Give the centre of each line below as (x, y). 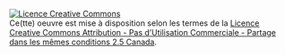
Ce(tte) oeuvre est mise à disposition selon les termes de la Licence (134, 23)
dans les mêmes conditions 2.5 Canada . (83, 42)
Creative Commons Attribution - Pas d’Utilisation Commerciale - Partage (142, 32)
